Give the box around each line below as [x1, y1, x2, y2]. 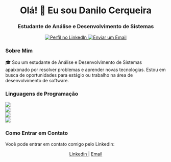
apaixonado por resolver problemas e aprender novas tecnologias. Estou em [5, 66, 166, 73]
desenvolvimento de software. [5, 77, 69, 83]
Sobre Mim [5, 47, 33, 54]
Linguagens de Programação [5, 90, 79, 97]
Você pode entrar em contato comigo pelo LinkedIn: [5, 141, 115, 147]
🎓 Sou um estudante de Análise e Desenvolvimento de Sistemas [5, 59, 142, 65]
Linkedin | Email [69, 151, 103, 157]
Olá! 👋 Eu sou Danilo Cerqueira [19, 5, 152, 16]
